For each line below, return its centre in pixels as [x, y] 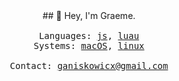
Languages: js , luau [89, 35]
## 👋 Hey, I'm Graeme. [89, 15]
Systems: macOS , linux [89, 45]
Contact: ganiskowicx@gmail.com [89, 65]
